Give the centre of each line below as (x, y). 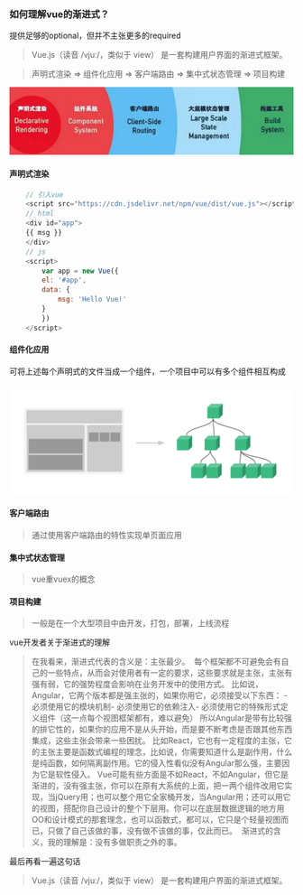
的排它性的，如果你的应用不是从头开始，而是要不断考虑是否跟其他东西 (162, 730)
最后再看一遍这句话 (45, 862)
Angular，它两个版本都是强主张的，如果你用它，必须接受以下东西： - (160, 695)
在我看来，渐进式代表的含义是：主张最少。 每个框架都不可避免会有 (156, 662)
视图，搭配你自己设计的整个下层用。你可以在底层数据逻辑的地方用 (162, 808)
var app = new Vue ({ (80, 271)
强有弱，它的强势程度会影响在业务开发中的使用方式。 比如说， (147, 685)
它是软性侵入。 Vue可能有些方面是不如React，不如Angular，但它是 (164, 775)
